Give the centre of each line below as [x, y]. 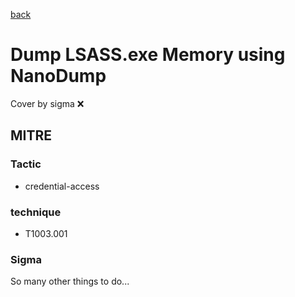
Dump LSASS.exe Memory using [148, 55]
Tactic [26, 164]
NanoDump [58, 76]
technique [36, 212]
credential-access [62, 186]
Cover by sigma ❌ [47, 103]
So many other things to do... [70, 281]
